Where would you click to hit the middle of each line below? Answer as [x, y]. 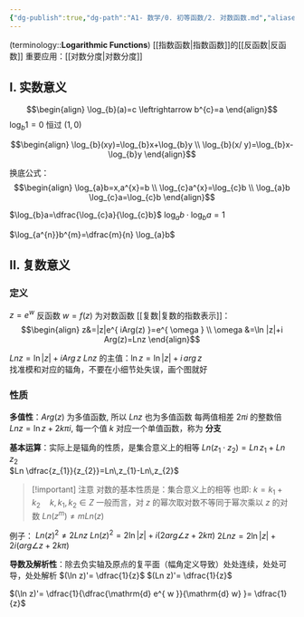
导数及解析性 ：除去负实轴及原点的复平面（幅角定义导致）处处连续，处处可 [148, 564]
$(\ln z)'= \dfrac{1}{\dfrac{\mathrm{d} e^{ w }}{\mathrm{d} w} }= [131, 593]
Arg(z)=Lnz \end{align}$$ [152, 340]
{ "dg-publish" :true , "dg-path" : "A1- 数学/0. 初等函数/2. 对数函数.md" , [138, 18]
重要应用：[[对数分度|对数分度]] [84, 56]
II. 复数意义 [40, 265]
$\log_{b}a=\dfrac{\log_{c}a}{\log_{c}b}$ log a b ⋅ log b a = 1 [118, 216]
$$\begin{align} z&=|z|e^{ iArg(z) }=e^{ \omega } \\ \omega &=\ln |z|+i [152, 330]
